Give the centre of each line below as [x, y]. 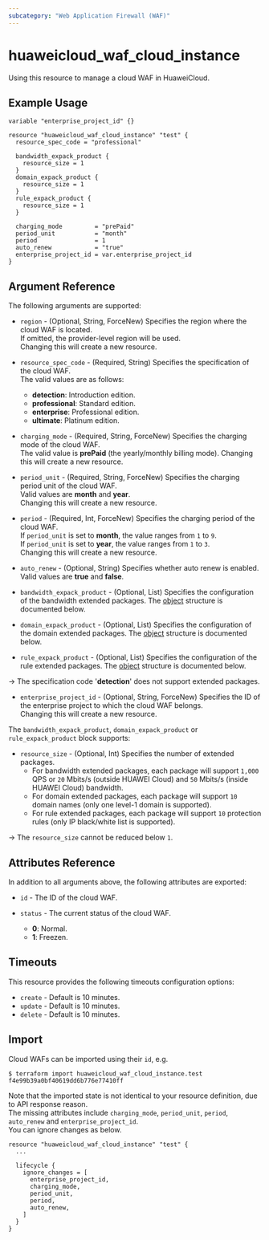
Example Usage [48, 102]
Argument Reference [62, 286]
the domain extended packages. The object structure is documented [133, 633]
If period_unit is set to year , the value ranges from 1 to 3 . [115, 544]
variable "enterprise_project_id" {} [71, 121]
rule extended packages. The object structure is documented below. [133, 666]
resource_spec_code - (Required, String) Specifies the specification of [134, 363]
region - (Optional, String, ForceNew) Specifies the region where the [133, 321]
